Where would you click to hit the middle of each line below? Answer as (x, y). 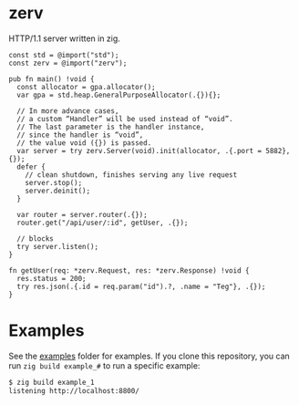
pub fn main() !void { (52, 79)
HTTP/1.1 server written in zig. (64, 38)
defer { (31, 167)
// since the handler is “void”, (80, 135)
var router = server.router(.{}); (82, 214)
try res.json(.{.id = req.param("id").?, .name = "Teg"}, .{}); (141, 286)
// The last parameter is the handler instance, (111, 127)
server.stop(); (54, 182)
